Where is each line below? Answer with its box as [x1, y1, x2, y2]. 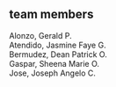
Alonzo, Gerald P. [9, 30, 72, 40]
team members [9, 7, 94, 22]
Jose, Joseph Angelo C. [9, 68, 97, 78]
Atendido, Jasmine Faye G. [9, 40, 107, 50]
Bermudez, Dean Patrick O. [9, 48, 107, 60]
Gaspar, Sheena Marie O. [9, 58, 99, 69]
